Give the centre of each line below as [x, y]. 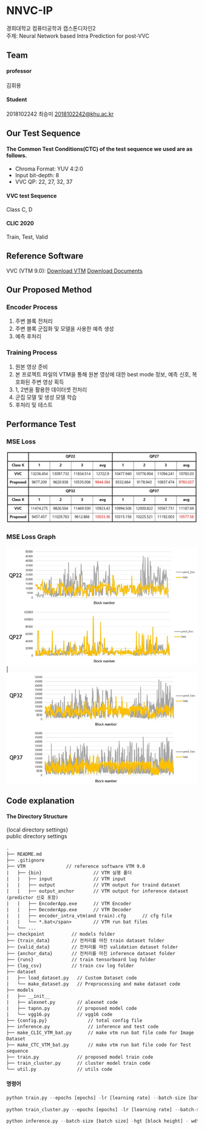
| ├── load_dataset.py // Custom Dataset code [72, 978]
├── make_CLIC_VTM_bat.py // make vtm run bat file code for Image [100, 1033]
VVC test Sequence [32, 196]
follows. [17, 155]
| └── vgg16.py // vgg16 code [59, 1015]
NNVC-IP [30, 11]
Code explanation [40, 801]
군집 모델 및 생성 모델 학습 [46, 397]
